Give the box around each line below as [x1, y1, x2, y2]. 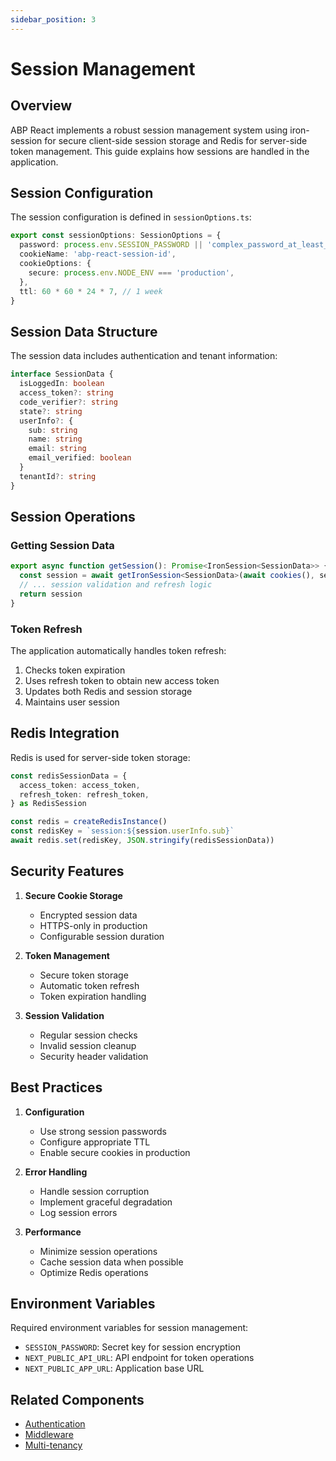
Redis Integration [10, 725, 120, 742]
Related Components [10, 1391, 145, 1408]
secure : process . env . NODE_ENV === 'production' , [28, 267, 235, 278]
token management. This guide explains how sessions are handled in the [10, 145, 310, 157]
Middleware [24, 1429, 74, 1441]
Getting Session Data [10, 538, 115, 552]
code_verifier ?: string [19, 397, 118, 407]
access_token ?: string [19, 388, 114, 398]
